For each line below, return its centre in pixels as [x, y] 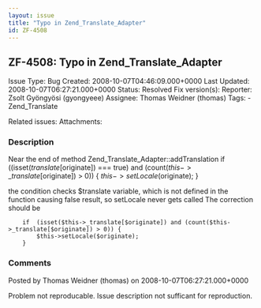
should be [24, 208]
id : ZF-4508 [28, 30]
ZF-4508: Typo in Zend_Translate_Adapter [115, 62]
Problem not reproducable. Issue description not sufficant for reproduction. [130, 295]
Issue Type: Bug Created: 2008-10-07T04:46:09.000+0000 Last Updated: [129, 81]
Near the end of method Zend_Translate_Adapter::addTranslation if [117, 160]
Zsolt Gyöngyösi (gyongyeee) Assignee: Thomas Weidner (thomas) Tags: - [130, 98]
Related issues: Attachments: [55, 122]
